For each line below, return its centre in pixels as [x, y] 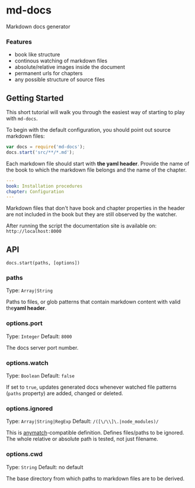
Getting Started [35, 98]
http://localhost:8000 [34, 232]
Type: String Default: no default [45, 467]
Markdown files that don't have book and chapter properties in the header [95, 208]
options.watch [27, 363]
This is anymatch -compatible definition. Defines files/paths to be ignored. [95, 433]
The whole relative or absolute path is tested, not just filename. [82, 439]
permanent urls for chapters [49, 73]
